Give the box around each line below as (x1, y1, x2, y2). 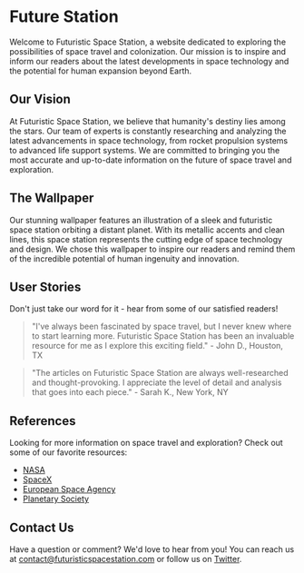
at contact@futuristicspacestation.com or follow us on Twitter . (9, 554, 242, 564)
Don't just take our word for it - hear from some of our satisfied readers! (9, 303, 279, 314)
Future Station (9, 6, 120, 27)
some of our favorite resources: (9, 447, 128, 458)
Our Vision (9, 92, 71, 107)
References (9, 413, 76, 429)
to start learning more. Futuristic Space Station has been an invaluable (31, 331, 295, 341)
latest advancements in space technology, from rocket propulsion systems (9, 134, 289, 146)
